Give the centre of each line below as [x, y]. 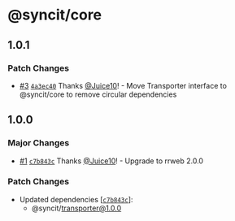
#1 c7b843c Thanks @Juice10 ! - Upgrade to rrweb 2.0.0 [111, 161]
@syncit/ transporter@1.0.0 [76, 208]
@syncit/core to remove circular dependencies [98, 94]
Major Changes [39, 143]
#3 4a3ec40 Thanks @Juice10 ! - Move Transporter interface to [123, 85]
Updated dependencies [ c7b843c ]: [76, 199]
